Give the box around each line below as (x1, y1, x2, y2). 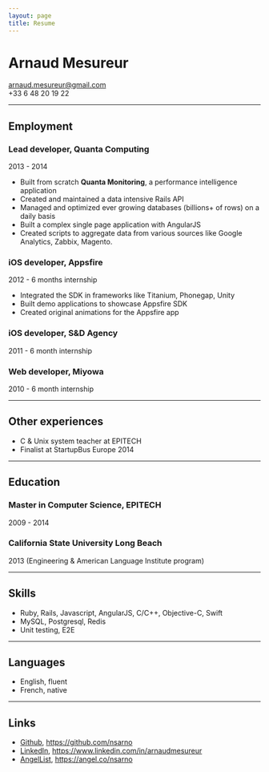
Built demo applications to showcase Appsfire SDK (19, 299, 188, 309)
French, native (19, 685, 68, 695)
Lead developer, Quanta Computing (8, 143, 150, 155)
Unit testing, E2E (19, 624, 75, 634)
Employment (8, 119, 74, 133)
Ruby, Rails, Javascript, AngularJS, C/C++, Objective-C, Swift (19, 608, 223, 617)
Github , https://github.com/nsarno (19, 738, 133, 747)
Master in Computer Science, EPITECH (8, 499, 162, 511)
